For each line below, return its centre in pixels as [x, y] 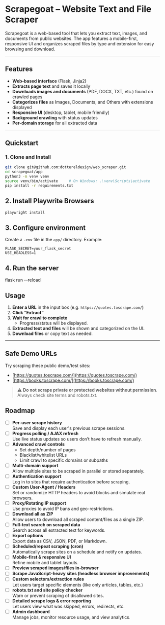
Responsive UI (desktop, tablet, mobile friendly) [61, 112]
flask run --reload [23, 280]
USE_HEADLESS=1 [21, 253]
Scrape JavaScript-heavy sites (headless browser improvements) [81, 574]
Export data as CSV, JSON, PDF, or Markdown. [59, 541]
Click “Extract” [28, 312]
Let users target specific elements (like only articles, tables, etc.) [78, 585]
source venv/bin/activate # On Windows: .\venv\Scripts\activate [78, 181]
